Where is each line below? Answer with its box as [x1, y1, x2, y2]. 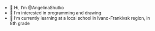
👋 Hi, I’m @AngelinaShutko [9, 5, 64, 10]
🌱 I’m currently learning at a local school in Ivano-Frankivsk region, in [9, 15, 150, 21]
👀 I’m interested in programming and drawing [9, 10, 102, 16]
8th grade [9, 20, 30, 26]
